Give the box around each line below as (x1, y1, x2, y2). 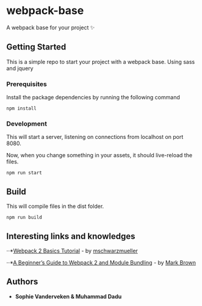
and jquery (6, 65, 34, 72)
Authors (6, 277, 38, 287)
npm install (6, 105, 37, 112)
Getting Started (6, 42, 67, 52)
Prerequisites (6, 80, 47, 88)
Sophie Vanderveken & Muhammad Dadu (15, 293, 122, 300)
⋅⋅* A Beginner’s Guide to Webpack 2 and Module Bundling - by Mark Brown (6, 258, 197, 266)
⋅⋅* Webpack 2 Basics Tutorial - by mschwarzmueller (6, 247, 139, 254)
